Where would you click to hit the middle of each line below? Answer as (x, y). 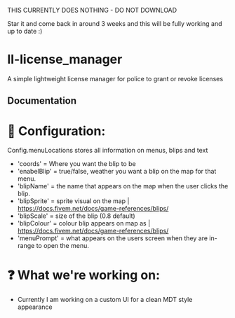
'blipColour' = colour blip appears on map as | (84, 223)
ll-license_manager (65, 60)
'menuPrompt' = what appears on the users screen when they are (113, 238)
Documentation (42, 101)
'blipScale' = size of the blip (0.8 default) (76, 216)
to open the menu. (62, 246)
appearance (35, 307)
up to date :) (25, 31)
